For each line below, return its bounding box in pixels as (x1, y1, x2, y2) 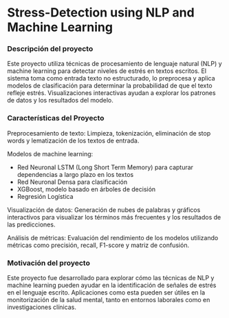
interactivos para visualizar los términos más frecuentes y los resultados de (7, 213, 221, 221)
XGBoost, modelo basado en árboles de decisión (17, 184, 156, 193)
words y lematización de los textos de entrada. (7, 136, 140, 145)
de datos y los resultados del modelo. (7, 96, 113, 105)
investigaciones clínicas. (7, 303, 77, 311)
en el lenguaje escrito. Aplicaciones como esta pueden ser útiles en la (7, 288, 206, 297)
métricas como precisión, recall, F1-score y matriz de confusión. (7, 241, 190, 249)
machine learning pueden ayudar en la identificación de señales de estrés (7, 281, 217, 290)
